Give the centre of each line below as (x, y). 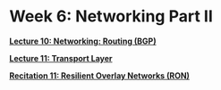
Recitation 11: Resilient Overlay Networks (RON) (100, 75)
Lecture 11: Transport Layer (61, 58)
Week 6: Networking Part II (111, 16)
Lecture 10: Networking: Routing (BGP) (83, 41)
